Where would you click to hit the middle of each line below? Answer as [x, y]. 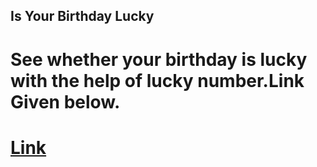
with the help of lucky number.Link [157, 80]
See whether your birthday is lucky [159, 59]
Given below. [65, 101]
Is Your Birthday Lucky [82, 16]
